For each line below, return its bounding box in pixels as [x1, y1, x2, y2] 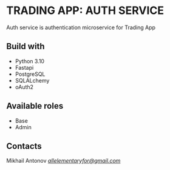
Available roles [6, 101, 64, 111]
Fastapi [15, 64, 34, 71]
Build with [6, 41, 45, 52]
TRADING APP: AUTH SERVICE [6, 4, 164, 18]
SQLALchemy [15, 76, 50, 84]
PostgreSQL [15, 70, 46, 78]
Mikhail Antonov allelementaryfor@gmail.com [6, 157, 121, 165]
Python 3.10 [15, 57, 44, 64]
